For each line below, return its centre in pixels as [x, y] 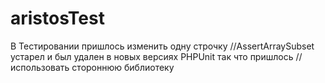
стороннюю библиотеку [123, 67]
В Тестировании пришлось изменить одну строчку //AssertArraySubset [162, 46]
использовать [40, 67]
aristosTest [57, 18]
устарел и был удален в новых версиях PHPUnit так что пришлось [152, 56]
